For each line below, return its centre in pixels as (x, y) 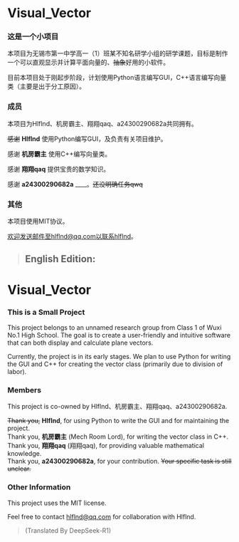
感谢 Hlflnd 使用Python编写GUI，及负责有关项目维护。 (87, 139)
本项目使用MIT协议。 (38, 222)
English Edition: (60, 259)
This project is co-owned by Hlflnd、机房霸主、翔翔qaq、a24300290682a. (117, 407)
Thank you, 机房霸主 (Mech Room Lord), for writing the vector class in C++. (118, 437)
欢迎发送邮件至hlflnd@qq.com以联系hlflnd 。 (72, 236)
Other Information (39, 487)
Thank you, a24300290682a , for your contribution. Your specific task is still (119, 462)
